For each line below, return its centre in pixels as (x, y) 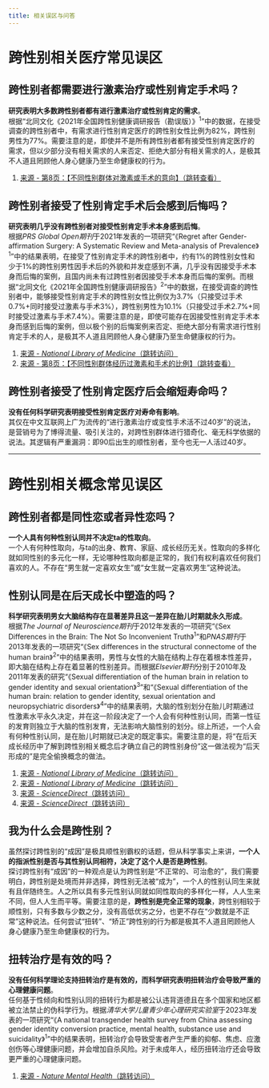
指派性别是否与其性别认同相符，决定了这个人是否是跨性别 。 (113, 861)
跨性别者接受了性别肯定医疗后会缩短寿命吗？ (119, 391)
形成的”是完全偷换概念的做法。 (59, 756)
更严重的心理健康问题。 (47, 1058)
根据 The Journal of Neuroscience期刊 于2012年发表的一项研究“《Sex (120, 626)
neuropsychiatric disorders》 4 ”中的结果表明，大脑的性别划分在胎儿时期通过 (131, 705)
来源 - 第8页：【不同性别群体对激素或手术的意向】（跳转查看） (120, 178)
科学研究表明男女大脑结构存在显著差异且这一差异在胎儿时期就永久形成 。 (127, 616)
